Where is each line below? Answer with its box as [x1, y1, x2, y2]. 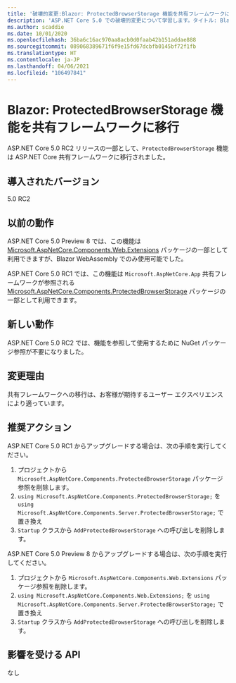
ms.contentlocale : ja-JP [7, 56, 80, 63]
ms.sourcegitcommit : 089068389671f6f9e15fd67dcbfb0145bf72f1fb [7, 43, 197, 50]
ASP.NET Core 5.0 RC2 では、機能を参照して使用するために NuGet [7, 338, 200, 347]
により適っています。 [7, 399, 68, 407]
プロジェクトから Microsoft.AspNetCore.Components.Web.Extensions [17, 573, 214, 582]
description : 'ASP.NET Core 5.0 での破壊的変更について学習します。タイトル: [7, 17, 218, 24]
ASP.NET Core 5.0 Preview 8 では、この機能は [7, 237, 142, 245]
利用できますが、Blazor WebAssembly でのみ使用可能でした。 [7, 254, 188, 263]
